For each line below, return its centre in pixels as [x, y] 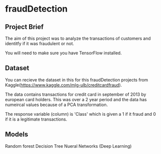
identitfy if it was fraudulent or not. [40, 44]
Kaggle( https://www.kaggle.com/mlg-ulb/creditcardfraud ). [64, 85]
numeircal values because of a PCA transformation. [56, 105]
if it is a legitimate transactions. [36, 119]
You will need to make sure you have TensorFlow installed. [64, 53]
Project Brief [24, 27]
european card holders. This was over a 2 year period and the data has [76, 99]
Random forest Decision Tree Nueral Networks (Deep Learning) [68, 146]
